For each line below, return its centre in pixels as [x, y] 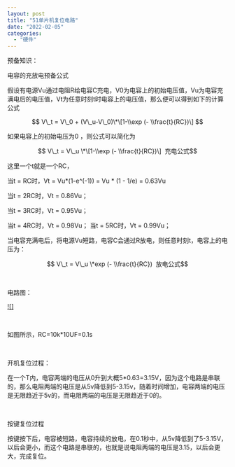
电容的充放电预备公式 [38, 76]
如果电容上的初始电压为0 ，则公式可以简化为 [71, 137]
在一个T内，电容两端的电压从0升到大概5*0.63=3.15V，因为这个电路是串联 [114, 378]
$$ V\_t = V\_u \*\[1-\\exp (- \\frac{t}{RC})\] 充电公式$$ [117, 151]
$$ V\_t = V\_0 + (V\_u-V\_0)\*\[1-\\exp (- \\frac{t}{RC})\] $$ [117, 122]
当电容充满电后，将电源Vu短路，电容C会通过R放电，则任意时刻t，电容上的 [114, 241]
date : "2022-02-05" [36, 27]
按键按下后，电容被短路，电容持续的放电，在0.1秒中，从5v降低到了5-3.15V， [117, 439]
